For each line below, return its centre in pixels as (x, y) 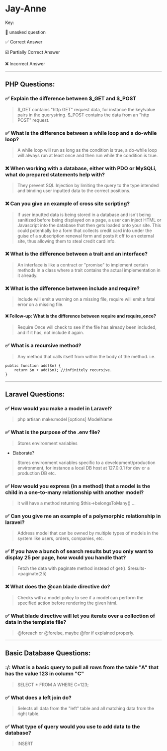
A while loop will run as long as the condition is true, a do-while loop (87, 150)
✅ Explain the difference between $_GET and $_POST (71, 99)
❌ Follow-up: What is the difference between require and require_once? (81, 316)
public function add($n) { (33, 366)
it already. (28, 275)
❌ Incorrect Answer (25, 63)
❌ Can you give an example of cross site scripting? (68, 204)
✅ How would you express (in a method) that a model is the (78, 486)
